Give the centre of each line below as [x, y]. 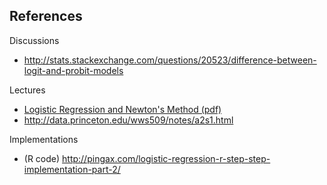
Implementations [44, 139]
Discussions [34, 40]
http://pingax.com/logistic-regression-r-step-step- [166, 158]
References [46, 16]
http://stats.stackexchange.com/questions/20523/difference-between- [170, 60]
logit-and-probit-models [73, 70]
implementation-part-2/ [72, 169]
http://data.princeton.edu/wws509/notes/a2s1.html [128, 120]
